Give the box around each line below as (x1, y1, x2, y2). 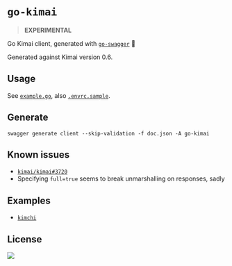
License (7, 233, 42, 245)
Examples (7, 194, 51, 206)
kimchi (17, 215, 37, 222)
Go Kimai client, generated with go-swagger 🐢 (7, 39, 135, 47)
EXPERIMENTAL (24, 26, 72, 34)
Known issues (7, 149, 70, 160)
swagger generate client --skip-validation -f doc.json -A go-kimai (7, 130, 210, 137)
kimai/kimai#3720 (17, 169, 68, 176)
